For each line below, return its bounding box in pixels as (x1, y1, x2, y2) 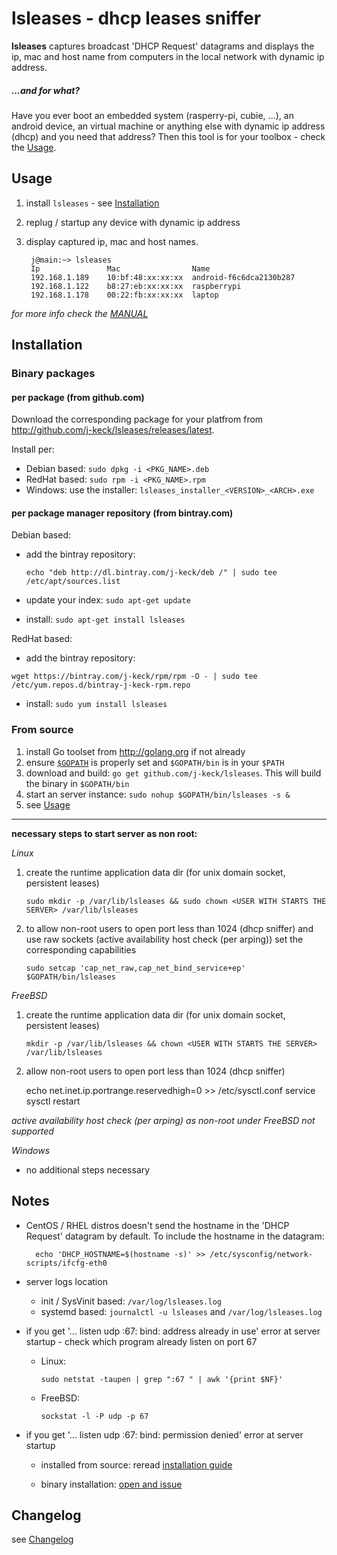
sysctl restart (25, 1095, 81, 1107)
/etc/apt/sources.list (25, 577, 121, 587)
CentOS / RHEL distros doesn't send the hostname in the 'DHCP (25, 1219, 290, 1231)
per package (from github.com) (11, 391, 145, 403)
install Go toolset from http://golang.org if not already (25, 745, 246, 757)
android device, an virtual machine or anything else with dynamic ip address (11, 120, 326, 132)
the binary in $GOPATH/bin (25, 777, 130, 789)
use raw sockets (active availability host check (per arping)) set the (25, 933, 304, 945)
